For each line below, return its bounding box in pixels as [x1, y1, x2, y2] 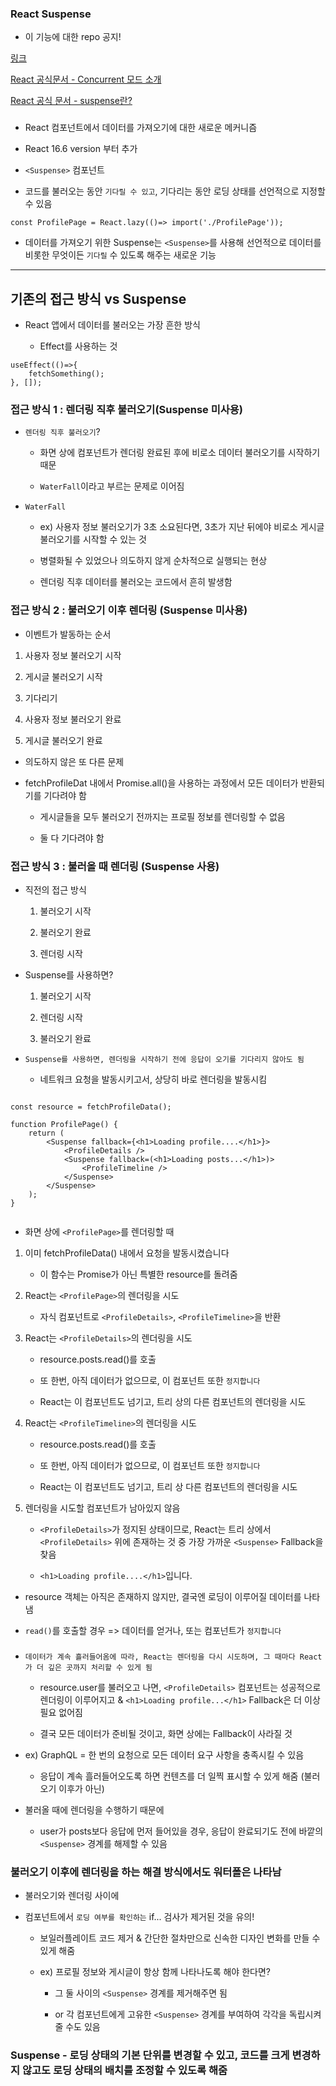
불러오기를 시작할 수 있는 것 [39, 533, 147, 546]
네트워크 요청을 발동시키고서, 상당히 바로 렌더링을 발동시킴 [39, 1073, 268, 1085]
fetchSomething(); [28, 369, 105, 379]
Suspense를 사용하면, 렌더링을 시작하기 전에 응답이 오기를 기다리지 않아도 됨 [24, 1054, 305, 1064]
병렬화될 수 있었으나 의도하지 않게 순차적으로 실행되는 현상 [39, 555, 268, 567]
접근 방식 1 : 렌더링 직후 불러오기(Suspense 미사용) [10, 402, 243, 416]
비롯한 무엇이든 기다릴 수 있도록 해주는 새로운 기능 [24, 249, 217, 261]
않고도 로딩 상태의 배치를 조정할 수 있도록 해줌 [21, 2063, 228, 2077]
